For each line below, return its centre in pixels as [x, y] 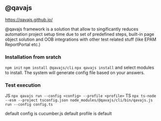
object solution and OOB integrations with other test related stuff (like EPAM [81, 39]
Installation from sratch [33, 57]
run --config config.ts [29, 105]
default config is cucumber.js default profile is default [58, 114]
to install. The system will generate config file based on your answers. [75, 73]
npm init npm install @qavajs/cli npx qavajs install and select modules [80, 68]
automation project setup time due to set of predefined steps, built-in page [80, 34]
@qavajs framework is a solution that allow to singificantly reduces [72, 29]
